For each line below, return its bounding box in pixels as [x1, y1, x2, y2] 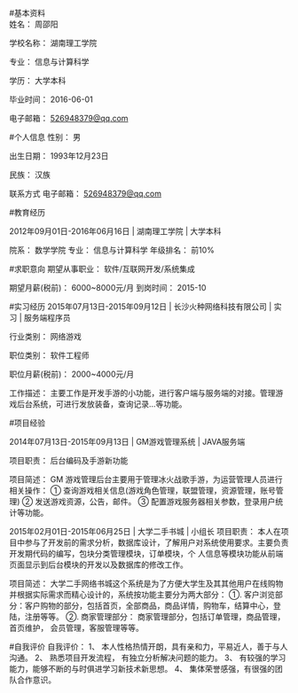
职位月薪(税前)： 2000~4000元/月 [9, 369, 135, 379]
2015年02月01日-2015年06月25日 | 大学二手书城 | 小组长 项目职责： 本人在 [9, 526, 281, 536]
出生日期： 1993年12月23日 [9, 151, 109, 161]
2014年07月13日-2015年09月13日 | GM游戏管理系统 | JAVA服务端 [9, 437, 246, 447]
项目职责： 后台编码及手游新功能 [9, 456, 129, 465]
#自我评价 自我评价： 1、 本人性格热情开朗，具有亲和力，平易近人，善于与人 [9, 642, 288, 651]
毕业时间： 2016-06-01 [9, 94, 93, 105]
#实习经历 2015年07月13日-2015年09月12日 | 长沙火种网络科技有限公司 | [9, 301, 272, 312]
